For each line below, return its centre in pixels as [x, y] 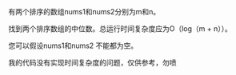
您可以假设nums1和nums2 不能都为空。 [73, 45]
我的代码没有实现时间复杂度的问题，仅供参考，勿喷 [92, 63]
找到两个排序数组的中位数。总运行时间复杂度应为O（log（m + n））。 [120, 29]
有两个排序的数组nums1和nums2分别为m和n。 [84, 12]
